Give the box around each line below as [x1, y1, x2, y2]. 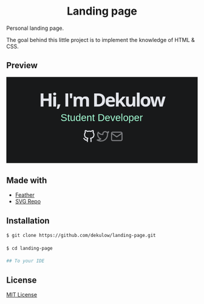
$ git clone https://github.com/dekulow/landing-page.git [6, 232, 156, 238]
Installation [6, 215, 50, 226]
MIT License [6, 291, 38, 299]
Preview [6, 60, 38, 71]
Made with [6, 175, 47, 185]
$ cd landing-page [6, 245, 53, 251]
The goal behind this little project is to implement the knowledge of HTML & [6, 36, 195, 43]
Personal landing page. [6, 24, 64, 32]
